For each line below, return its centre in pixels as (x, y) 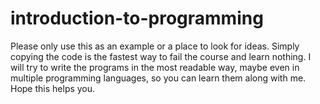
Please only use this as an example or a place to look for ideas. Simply (155, 46)
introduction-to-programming (137, 18)
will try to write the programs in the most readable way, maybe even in (155, 67)
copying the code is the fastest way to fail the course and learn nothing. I (161, 56)
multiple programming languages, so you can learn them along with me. (158, 78)
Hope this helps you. (53, 88)
